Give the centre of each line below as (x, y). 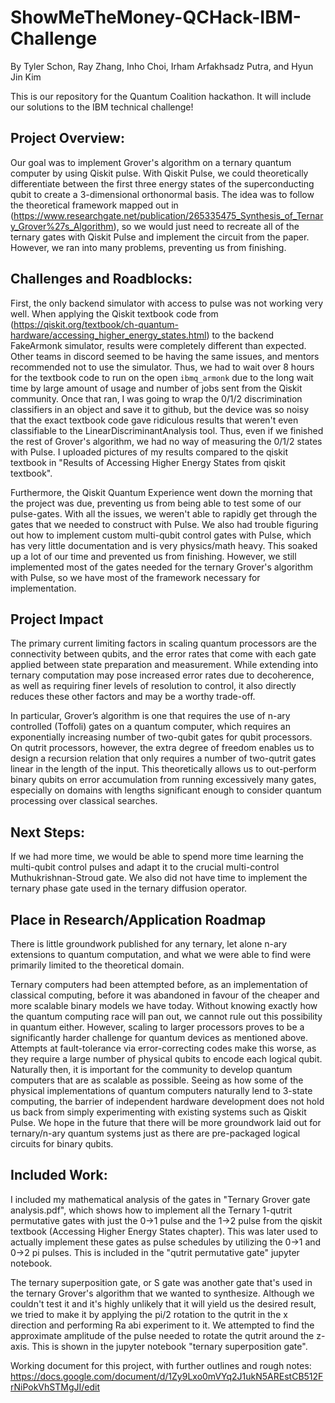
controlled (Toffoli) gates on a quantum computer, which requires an (150, 727)
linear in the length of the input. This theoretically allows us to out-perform (163, 769)
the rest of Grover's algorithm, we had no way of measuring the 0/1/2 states (166, 441)
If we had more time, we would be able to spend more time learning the (157, 857)
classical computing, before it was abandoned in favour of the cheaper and (165, 995)
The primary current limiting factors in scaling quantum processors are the (163, 643)
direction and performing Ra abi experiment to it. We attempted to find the (162, 1325)
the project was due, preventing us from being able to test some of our (156, 503)
